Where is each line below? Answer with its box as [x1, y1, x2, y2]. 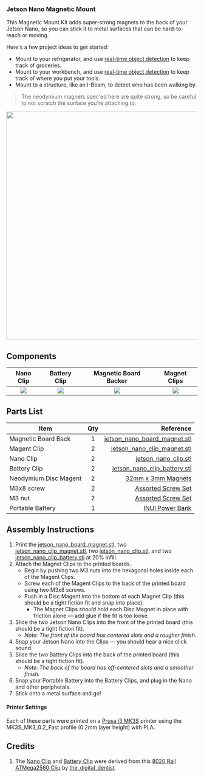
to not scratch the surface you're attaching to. [21, 99, 137, 107]
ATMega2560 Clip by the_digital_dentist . [15, 764, 117, 771]
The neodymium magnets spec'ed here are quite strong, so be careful [21, 93, 197, 101]
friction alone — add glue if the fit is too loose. [33, 612, 149, 619]
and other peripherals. [15, 683, 71, 690]
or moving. [22, 32, 49, 39]
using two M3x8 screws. [24, 586, 86, 593]
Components [6, 351, 56, 361]
